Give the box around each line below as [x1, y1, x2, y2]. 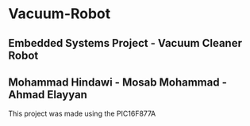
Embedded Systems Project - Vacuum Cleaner [8, 36, 242, 50]
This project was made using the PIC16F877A [8, 109, 156, 119]
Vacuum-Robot [8, 5, 111, 23]
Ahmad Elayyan [8, 88, 87, 101]
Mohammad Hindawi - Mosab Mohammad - [8, 75, 228, 89]
